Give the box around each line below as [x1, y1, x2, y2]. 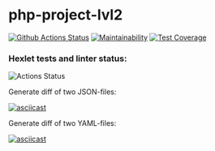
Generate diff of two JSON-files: [8, 87, 117, 97]
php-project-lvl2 [8, 6, 123, 24]
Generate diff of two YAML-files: [8, 119, 117, 128]
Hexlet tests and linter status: [8, 53, 127, 64]
